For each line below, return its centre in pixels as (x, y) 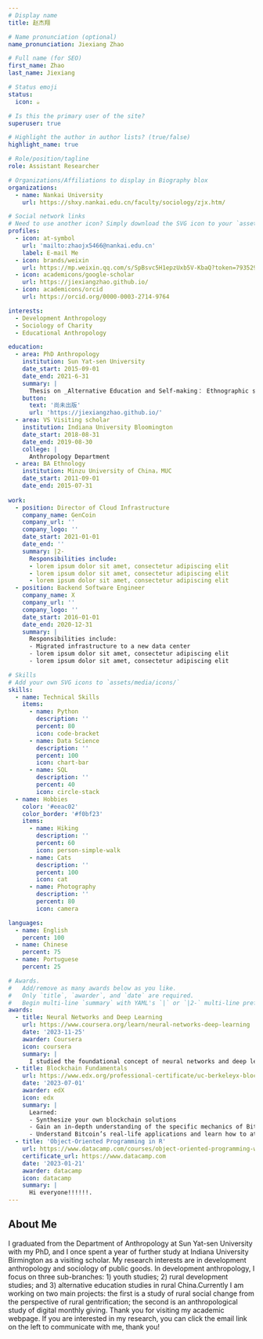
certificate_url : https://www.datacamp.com (94, 1156)
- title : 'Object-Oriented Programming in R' (91, 1142)
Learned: (43, 1112)
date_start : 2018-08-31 (61, 434)
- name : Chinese (41, 945)
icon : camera (58, 909)
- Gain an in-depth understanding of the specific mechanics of (136, 1127)
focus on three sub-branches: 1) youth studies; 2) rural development (118, 1276)
